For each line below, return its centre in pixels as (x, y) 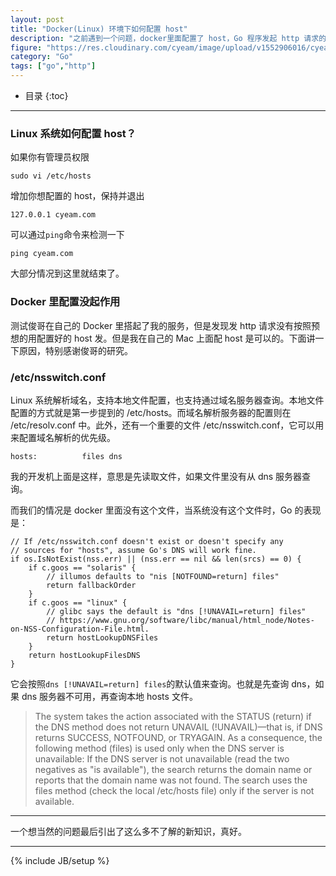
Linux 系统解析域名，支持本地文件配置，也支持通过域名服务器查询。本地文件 (167, 400)
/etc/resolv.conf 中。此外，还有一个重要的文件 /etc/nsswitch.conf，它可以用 (167, 425)
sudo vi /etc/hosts (51, 176)
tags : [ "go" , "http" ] (53, 66)
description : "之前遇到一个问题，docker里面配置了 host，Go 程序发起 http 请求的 (168, 38)
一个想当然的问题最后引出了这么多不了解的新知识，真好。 (128, 831)
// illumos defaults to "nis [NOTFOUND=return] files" (163, 576)
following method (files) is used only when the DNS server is (159, 748)
